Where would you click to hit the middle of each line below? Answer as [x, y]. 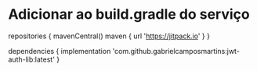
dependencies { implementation [60, 51]
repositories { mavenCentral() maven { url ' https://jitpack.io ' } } [109, 36]
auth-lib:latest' [31, 59]
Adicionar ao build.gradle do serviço [129, 14]
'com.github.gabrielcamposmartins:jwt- [176, 51]
